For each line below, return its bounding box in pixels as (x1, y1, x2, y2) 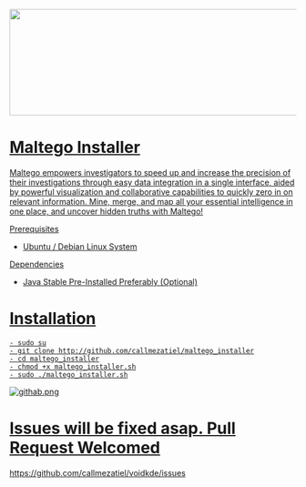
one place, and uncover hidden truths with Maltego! (9, 206, 203, 217)
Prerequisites (9, 224, 59, 235)
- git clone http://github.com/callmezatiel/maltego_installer (9, 347, 255, 356)
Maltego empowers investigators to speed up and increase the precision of (9, 167, 291, 178)
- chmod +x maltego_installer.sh (9, 362, 137, 371)
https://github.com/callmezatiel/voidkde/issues (9, 468, 187, 478)
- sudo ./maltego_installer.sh (9, 370, 128, 380)
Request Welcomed (9, 438, 161, 458)
